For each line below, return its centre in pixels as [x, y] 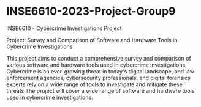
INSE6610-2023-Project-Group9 [91, 11]
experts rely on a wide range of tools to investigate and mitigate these [94, 84]
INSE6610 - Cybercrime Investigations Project [64, 28]
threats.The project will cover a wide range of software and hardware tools [100, 90]
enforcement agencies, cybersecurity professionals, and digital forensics [99, 78]
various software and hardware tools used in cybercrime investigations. [97, 65]
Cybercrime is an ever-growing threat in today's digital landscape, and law [100, 71]
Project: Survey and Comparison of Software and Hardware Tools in [92, 40]
